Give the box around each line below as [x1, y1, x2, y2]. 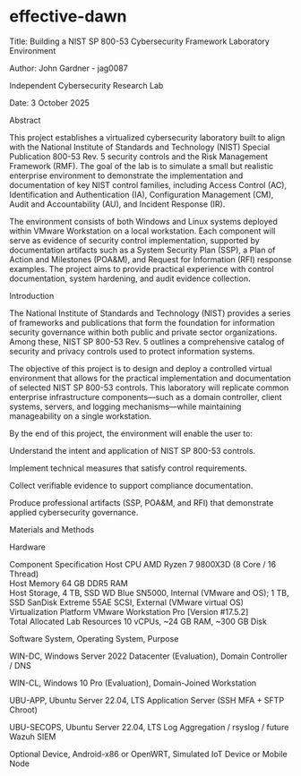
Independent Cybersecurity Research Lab [9, 80, 164, 90]
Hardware [9, 541, 47, 552]
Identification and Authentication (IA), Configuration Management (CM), [9, 189, 274, 200]
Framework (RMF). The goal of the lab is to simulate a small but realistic [9, 160, 274, 171]
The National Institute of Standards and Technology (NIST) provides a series [9, 307, 291, 319]
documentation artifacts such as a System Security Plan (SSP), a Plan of [9, 244, 276, 255]
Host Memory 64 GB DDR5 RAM [9, 577, 128, 588]
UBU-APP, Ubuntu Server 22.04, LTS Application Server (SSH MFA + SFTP [9, 695, 285, 705]
